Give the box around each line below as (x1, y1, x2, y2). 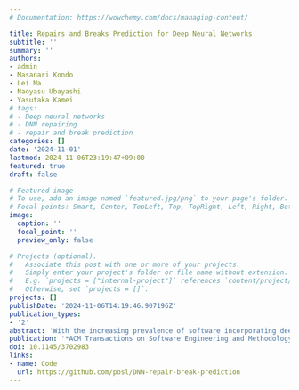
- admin (9, 62, 38, 71)
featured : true (9, 161, 66, 170)
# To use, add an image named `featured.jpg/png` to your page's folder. (9, 194, 289, 203)
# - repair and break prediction (9, 128, 133, 138)
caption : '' (17, 219, 62, 228)
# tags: (9, 103, 38, 112)
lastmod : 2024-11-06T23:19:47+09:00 (9, 153, 145, 162)
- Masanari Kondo (9, 70, 74, 80)
